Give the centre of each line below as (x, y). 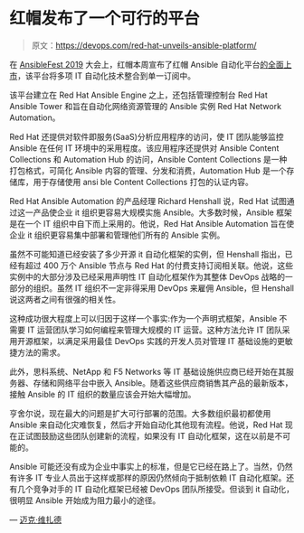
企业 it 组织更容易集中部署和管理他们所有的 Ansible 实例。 (117, 235)
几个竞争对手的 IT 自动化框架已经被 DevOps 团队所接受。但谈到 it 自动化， (155, 489)
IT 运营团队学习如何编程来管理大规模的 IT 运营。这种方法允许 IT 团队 (155, 330)
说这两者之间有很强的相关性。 (65, 299)
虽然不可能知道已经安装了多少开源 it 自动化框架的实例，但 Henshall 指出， (147, 254)
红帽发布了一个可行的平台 (105, 19)
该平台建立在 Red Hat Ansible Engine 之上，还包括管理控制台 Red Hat (139, 95)
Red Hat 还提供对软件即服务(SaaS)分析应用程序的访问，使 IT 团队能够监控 (147, 136)
